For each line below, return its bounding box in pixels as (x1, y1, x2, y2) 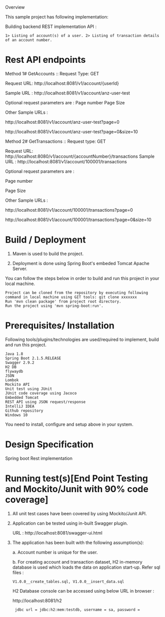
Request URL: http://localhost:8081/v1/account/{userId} (5, 80, 119, 86)
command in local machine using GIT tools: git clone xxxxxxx (5, 295, 137, 300)
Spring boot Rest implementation (5, 455, 73, 461)
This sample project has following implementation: (5, 14, 109, 19)
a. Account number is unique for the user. (12, 549, 98, 555)
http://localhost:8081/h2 (12, 598, 62, 604)
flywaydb (5, 369, 23, 374)
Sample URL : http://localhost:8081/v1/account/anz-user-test (5, 90, 131, 96)
